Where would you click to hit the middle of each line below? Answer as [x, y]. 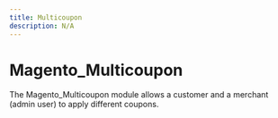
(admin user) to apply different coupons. [84, 105]
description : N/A [42, 26]
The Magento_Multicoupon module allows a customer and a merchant [139, 95]
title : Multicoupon [46, 17]
